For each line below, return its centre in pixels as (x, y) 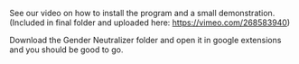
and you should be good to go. (66, 50)
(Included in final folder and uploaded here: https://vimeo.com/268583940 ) (150, 23)
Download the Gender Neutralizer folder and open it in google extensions (145, 40)
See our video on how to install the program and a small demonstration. (142, 13)
